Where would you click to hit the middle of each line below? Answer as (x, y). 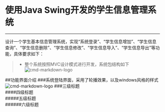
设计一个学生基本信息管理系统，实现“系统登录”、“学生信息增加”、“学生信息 (81, 41)
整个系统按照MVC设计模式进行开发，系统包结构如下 (77, 64)
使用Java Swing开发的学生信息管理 (77, 10)
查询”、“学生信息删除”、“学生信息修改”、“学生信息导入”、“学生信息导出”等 (80, 48)
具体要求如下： (29, 54)
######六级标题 (22, 104)
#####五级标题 (21, 98)
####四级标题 (19, 92)
